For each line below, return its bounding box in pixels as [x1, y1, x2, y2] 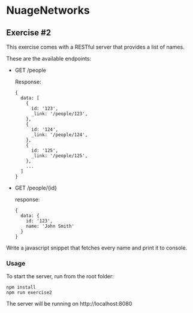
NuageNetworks [6, 4, 90, 17]
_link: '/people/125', [31, 153, 88, 159]
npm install [6, 284, 36, 291]
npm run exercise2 [6, 290, 52, 296]
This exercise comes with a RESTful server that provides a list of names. [6, 43, 185, 50]
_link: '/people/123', [31, 111, 88, 117]
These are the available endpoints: [6, 55, 92, 62]
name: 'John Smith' [26, 223, 75, 229]
